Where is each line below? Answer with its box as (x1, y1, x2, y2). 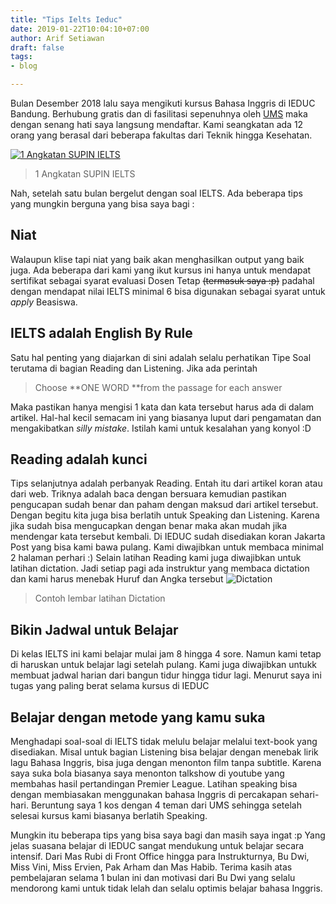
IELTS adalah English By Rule (10, 325, 193, 342)
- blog (10, 61, 38, 71)
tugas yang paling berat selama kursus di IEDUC (10, 680, 210, 692)
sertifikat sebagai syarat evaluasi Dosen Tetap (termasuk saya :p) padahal (10, 274, 315, 286)
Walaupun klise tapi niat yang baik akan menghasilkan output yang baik (10, 253, 305, 265)
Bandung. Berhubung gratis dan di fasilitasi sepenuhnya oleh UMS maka (10, 108, 308, 120)
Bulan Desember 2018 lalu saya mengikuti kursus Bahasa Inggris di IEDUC (10, 97, 316, 109)
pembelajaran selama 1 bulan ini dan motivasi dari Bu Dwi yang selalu (10, 872, 296, 884)
